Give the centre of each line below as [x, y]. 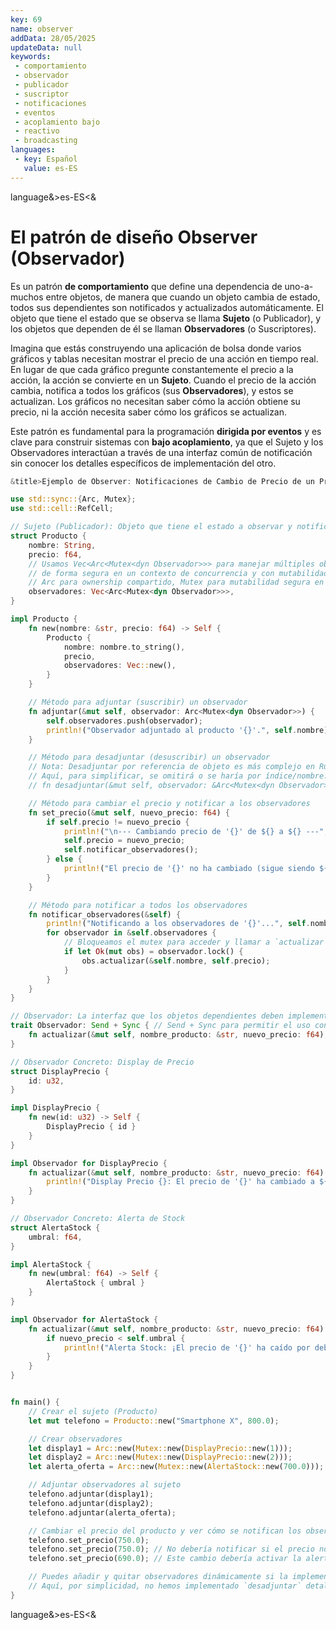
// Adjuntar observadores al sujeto [105, 1485]
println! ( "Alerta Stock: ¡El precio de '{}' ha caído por [187, 1347]
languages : [33, 150]
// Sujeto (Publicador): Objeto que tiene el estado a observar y [151, 527]
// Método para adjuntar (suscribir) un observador [138, 702]
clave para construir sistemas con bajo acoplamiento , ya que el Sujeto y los [167, 442]
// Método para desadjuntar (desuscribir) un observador [149, 757]
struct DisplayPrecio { [60, 1071]
